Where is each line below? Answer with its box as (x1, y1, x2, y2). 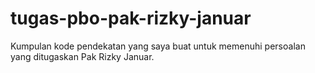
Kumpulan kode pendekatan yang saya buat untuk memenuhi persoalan (10, 40, 306, 52)
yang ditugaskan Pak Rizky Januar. (10, 50, 155, 62)
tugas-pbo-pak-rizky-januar (10, 7, 252, 30)
